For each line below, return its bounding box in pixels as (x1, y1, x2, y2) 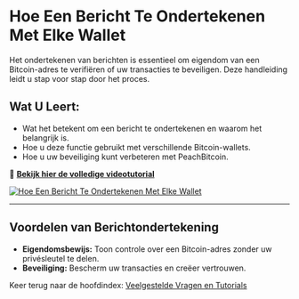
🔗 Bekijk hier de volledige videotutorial (9, 168, 155, 179)
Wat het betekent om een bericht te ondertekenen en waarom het (21, 123, 263, 133)
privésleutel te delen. (21, 253, 100, 263)
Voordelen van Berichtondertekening (9, 220, 220, 235)
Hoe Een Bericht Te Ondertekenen (9, 6, 265, 27)
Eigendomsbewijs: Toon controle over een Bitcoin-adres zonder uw (21, 243, 272, 255)
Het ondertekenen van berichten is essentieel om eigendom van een (9, 54, 260, 65)
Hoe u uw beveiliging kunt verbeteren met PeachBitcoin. (21, 151, 229, 162)
